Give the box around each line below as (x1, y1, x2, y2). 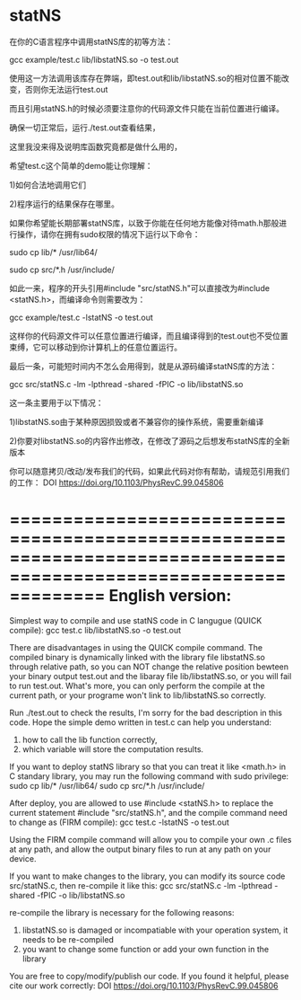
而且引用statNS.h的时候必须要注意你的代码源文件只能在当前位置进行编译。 (9, 102, 285, 113)
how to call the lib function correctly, (21, 734, 159, 745)
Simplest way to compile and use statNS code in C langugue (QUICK (9, 615, 262, 625)
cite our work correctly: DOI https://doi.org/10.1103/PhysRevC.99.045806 (9, 980, 279, 991)
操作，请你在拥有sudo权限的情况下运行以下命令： (16, 228, 201, 239)
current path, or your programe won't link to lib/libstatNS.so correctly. (9, 689, 267, 701)
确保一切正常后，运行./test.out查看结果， (9, 122, 160, 133)
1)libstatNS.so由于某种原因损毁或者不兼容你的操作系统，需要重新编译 (9, 416, 264, 427)
